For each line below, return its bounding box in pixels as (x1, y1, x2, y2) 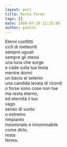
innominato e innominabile (5, 122, 58, 127)
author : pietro (5, 25, 36, 30)
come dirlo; (5, 127, 28, 133)
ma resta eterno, (5, 91, 39, 97)
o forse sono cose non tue (5, 85, 58, 91)
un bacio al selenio (5, 75, 43, 81)
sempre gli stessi (5, 54, 39, 60)
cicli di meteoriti (5, 44, 38, 50)
